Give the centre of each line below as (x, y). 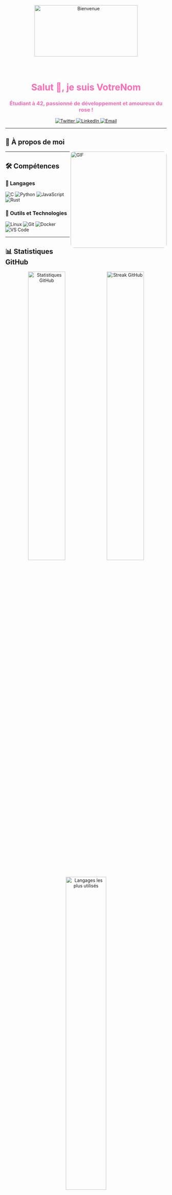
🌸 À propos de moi (35, 142)
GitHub (17, 262)
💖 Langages (20, 183)
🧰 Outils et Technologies (36, 213)
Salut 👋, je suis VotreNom (86, 88)
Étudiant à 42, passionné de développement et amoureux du (86, 104)
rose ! (86, 110)
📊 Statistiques (29, 251)
